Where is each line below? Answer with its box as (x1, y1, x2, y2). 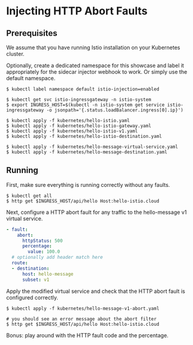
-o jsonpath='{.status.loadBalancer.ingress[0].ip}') (46, 107, 184, 113)
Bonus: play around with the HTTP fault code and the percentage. (6, 331, 169, 339)
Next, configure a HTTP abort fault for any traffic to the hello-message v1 (6, 208, 187, 216)
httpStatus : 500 (22, 238, 63, 244)
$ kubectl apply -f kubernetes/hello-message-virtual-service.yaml (6, 144, 179, 150)
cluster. (6, 50, 25, 57)
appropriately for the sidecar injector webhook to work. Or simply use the (6, 68, 188, 75)
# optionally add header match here (11, 255, 103, 261)
